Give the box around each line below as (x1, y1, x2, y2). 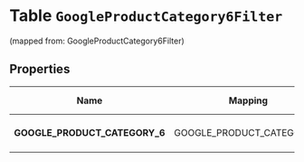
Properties (9, 62, 71, 77)
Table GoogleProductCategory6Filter (9, 5, 283, 26)
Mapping (228, 94, 269, 107)
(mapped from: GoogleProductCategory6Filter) (9, 35, 185, 46)
